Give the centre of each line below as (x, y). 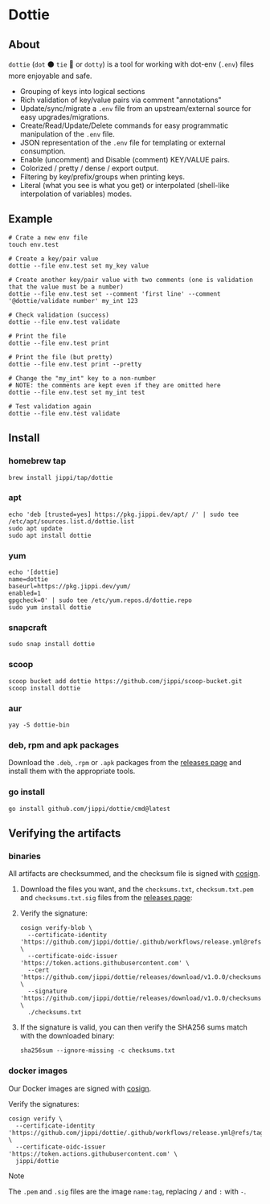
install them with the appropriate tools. (72, 771)
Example (31, 219)
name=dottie (28, 579)
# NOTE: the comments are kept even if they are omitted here (115, 385)
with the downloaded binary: (67, 1036)
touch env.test (34, 244)
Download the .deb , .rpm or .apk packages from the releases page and (125, 763)
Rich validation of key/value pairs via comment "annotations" (121, 100)
